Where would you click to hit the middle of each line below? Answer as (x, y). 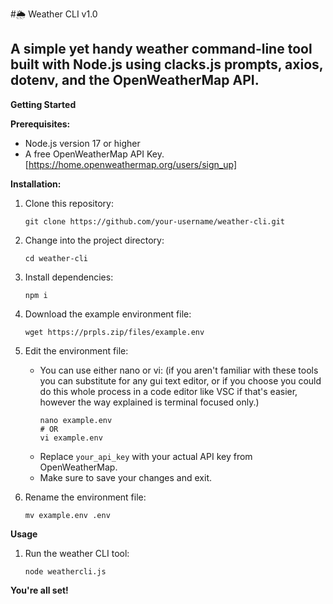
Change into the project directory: (94, 240)
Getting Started (43, 104)
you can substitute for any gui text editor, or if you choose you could (180, 380)
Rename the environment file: (85, 497)
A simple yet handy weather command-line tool (161, 49)
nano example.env (76, 420)
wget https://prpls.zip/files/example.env (114, 332)
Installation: (36, 184)
